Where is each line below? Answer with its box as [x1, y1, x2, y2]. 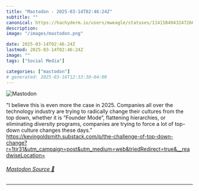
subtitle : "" [6, 14, 38, 20]
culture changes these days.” [21, 127, 93, 134]
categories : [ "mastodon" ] [6, 69, 70, 75]
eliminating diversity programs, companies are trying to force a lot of [6, 121, 174, 128]
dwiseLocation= [6, 152, 46, 159]
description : [6, 25, 38, 31]
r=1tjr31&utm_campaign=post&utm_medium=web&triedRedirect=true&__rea [6, 145, 190, 153]
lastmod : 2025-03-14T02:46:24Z [6, 47, 84, 53]
